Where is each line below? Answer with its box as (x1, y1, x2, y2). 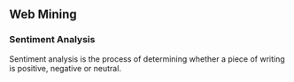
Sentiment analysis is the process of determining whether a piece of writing (9, 53, 285, 64)
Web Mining (9, 7, 77, 22)
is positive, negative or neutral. (9, 63, 122, 73)
